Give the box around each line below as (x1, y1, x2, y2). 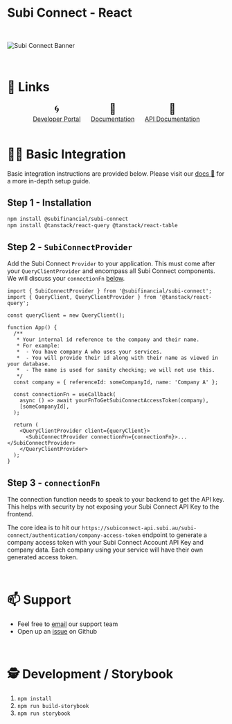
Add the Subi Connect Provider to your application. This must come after (7, 259, 216, 268)
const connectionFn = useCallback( (13, 391, 116, 398)
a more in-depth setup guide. (7, 176, 91, 185)
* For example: (16, 343, 60, 349)
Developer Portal (33, 115, 81, 123)
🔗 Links (7, 79, 50, 95)
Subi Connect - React (7, 5, 133, 21)
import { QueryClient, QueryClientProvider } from (7, 294, 157, 301)
